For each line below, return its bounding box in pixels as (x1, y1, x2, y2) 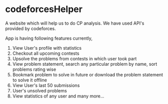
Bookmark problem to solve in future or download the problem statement (12, 71, 163, 77)
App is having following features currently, (5, 35, 93, 41)
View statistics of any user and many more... (12, 93, 104, 99)
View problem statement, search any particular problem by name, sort (12, 61, 157, 67)
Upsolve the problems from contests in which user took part (12, 55, 137, 61)
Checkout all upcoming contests (12, 50, 79, 56)
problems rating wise (12, 66, 56, 72)
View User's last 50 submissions (12, 82, 80, 88)
